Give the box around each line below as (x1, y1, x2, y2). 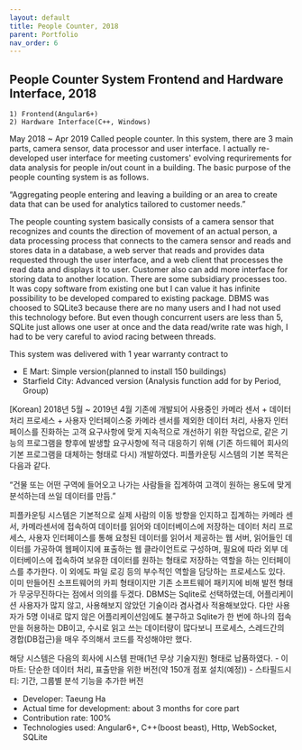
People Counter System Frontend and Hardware (9, 71, 284, 87)
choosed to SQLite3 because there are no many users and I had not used (9, 303, 281, 314)
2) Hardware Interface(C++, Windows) (9, 118, 151, 127)
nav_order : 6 (9, 38, 59, 48)
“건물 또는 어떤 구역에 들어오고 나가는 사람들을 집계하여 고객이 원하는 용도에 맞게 (9, 480, 292, 490)
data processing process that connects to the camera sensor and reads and (9, 235, 291, 246)
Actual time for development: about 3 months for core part (22, 703, 240, 714)
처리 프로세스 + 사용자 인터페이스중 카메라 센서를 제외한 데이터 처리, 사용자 (9, 416, 272, 426)
